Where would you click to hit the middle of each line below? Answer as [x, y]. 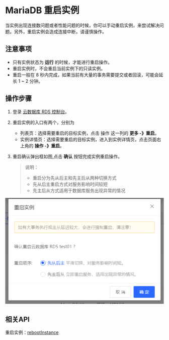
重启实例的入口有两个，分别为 [43, 122]
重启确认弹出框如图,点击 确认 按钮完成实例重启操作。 [67, 156]
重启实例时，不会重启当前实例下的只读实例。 [59, 68]
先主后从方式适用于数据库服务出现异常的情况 [79, 190]
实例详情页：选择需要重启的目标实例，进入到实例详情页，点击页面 [88, 139]
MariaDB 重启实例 [42, 10]
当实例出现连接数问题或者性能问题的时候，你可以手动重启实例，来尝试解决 [82, 25]
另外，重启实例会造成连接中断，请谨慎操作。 [60, 31]
